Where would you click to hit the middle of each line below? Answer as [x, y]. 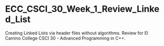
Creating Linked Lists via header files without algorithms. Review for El [77, 33]
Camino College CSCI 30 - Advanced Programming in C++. [65, 38]
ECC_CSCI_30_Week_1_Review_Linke [82, 9]
